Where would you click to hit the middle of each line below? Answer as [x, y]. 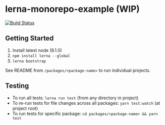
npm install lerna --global [41, 56]
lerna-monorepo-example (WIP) [73, 9]
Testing [17, 86]
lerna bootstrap [29, 61]
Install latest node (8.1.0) [37, 50]
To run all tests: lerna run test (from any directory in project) [75, 98]
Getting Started [29, 38]
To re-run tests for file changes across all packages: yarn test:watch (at [86, 103]
